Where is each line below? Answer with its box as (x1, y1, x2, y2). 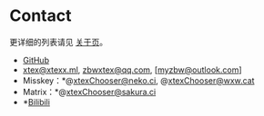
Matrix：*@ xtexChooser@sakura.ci (22, 86, 157, 97)
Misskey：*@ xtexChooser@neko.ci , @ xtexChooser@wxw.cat (22, 74, 255, 86)
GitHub (22, 54, 50, 65)
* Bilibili (22, 96, 50, 107)
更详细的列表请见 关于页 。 (9, 36, 107, 47)
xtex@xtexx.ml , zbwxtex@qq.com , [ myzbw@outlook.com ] (22, 64, 243, 75)
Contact (9, 5, 72, 26)
